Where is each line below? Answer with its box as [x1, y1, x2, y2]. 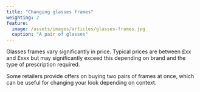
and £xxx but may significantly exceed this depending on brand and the [6, 54, 186, 62]
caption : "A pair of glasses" [12, 31, 88, 38]
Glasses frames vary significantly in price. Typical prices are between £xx [6, 48, 191, 55]
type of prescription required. [6, 61, 80, 68]
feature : [6, 20, 29, 26]
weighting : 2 [6, 15, 40, 21]
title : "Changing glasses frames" [6, 8, 94, 15]
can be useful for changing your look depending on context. [6, 79, 157, 87]
